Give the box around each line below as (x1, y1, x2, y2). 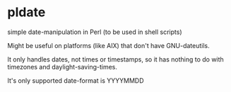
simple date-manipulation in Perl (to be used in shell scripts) (7, 28, 182, 36)
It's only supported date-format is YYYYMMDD (7, 76, 144, 85)
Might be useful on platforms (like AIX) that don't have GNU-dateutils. (7, 41, 210, 50)
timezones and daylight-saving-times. (7, 62, 118, 71)
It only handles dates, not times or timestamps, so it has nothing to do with (7, 54, 224, 64)
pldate (7, 4, 46, 21)
